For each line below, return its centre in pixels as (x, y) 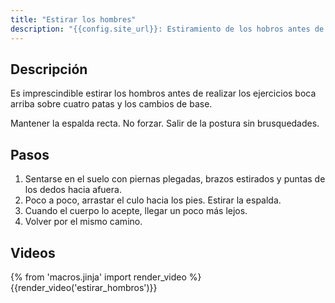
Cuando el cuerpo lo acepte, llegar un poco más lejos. (136, 211)
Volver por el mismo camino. (83, 222)
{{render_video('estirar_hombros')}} (84, 287)
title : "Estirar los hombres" (73, 19)
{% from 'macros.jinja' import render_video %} (106, 277)
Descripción (49, 69)
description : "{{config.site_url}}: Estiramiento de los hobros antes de (167, 29)
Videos (33, 252)
